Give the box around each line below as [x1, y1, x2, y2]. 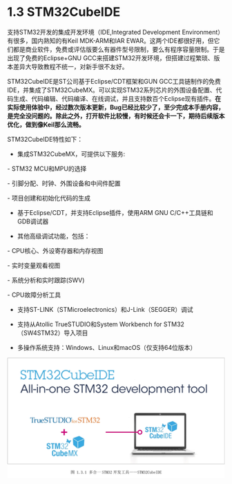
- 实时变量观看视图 [7, 261, 61, 270]
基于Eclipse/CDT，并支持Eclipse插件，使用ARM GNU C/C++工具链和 [17, 208, 214, 216]
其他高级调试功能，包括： [17, 232, 90, 240]
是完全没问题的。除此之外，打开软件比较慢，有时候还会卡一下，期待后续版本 [7, 111, 225, 120]
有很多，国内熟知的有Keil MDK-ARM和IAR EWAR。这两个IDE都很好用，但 [7, 36, 214, 45]
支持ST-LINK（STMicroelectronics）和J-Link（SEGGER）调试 [17, 305, 193, 313]
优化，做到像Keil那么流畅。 [7, 120, 85, 129]
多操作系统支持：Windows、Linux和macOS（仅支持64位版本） [17, 343, 197, 351]
